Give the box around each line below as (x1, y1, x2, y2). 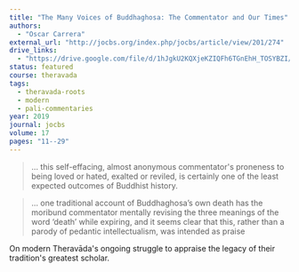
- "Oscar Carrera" (17, 29, 86, 38)
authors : (9, 21, 42, 30)
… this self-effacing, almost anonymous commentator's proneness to (30, 161, 285, 172)
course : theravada (9, 71, 77, 80)
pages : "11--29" (9, 137, 69, 146)
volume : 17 (9, 129, 50, 138)
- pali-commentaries (17, 104, 93, 113)
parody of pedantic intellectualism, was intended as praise (30, 226, 246, 236)
